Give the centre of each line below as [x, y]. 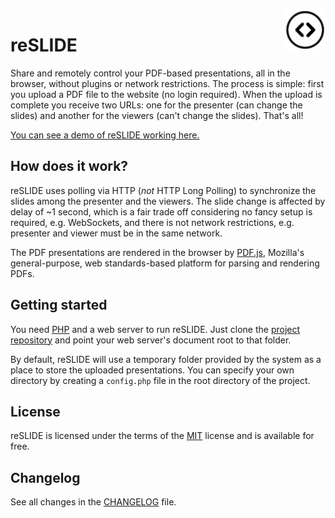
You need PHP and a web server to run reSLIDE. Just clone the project [155, 329]
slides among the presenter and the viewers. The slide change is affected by [168, 201]
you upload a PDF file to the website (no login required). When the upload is [166, 94]
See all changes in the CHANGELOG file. [93, 502]
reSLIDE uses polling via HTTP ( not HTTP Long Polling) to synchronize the [163, 190]
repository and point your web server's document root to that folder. [151, 340]
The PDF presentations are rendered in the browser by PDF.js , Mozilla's [157, 252]
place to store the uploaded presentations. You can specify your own [152, 370]
